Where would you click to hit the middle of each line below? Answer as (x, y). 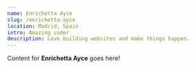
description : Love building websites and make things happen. (99, 39)
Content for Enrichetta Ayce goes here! (64, 58)
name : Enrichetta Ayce (40, 13)
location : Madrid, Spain (43, 26)
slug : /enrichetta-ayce (41, 20)
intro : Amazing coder (38, 32)
